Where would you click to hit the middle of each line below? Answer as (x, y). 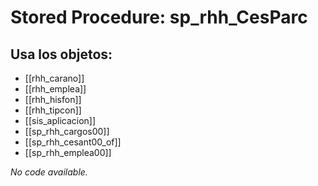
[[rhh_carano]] (54, 78)
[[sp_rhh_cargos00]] (67, 131)
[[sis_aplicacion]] (60, 120)
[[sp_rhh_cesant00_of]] (73, 142)
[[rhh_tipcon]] (53, 110)
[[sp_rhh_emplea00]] (68, 152)
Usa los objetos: (61, 54)
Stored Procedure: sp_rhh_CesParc (159, 17)
